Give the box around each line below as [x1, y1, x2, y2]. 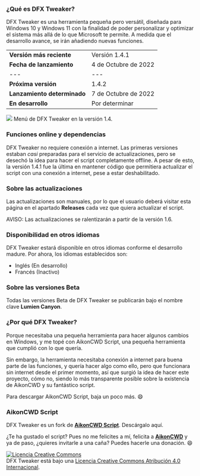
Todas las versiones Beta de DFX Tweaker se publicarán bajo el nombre [6, 297, 183, 304]
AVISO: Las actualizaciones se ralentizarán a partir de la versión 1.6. [6, 216, 173, 223]
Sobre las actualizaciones [6, 184, 82, 192]
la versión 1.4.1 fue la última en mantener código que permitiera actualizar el [6, 163, 193, 170]
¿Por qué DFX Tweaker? [6, 318, 78, 327]
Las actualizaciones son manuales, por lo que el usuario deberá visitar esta [6, 198, 191, 205]
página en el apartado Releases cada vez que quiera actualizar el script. [6, 204, 184, 211]
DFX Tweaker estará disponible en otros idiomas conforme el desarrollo [6, 244, 183, 251]
